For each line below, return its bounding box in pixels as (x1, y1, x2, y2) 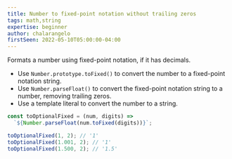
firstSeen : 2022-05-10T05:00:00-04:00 (7, 37, 121, 44)
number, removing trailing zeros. (17, 92, 112, 101)
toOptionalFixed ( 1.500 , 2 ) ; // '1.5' (7, 145, 118, 152)
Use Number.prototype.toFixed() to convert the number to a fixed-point (17, 70, 226, 78)
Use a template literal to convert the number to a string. (17, 99, 178, 108)
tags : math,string (7, 17, 61, 24)
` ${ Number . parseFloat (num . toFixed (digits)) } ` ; (13, 120, 153, 127)
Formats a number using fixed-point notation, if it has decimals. (7, 56, 191, 64)
